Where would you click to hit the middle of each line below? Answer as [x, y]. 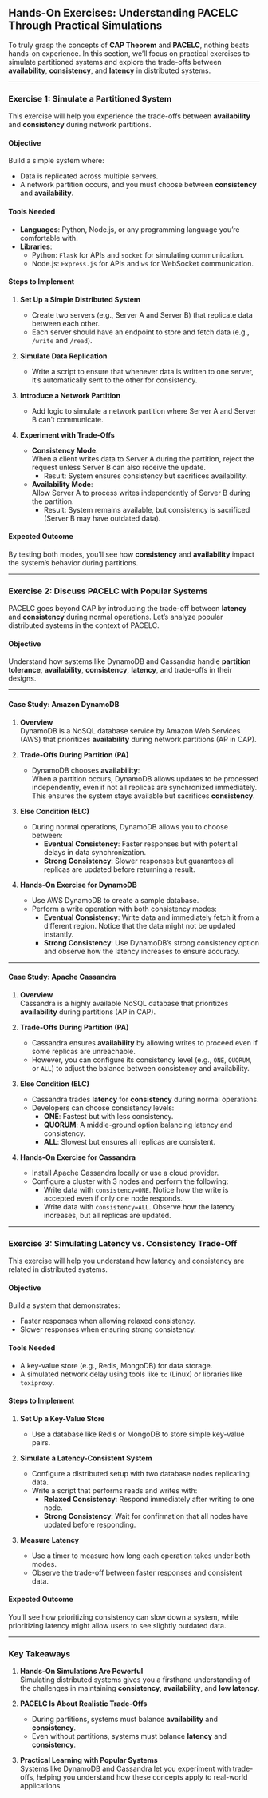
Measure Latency [49, 1540]
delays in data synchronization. [95, 852]
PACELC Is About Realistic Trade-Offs [83, 1704]
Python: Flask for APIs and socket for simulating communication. [138, 254]
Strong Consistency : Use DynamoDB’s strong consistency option [151, 942]
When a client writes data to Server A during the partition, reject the [143, 458]
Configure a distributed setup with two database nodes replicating [140, 1473]
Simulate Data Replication [63, 356]
